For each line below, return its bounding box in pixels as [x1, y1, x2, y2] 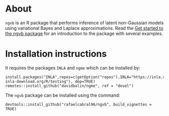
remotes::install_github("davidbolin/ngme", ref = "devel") [5, 83, 134, 88]
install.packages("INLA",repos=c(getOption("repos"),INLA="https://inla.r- [5, 74, 167, 80]
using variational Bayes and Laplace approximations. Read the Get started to [5, 25, 163, 31]
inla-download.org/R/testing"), [5, 79, 73, 84]
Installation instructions [5, 48, 107, 60]
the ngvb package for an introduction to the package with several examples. [5, 30, 163, 36]
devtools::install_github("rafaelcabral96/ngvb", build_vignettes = [5, 102, 152, 107]
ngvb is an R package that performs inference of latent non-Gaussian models [5, 20, 164, 26]
